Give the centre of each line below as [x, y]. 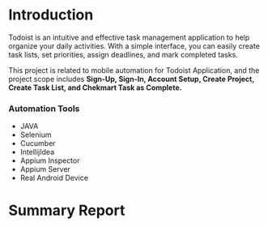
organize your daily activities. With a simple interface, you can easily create [134, 45]
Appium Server [45, 169]
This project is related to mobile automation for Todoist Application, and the [134, 70]
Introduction [51, 15]
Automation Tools [44, 109]
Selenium [36, 135]
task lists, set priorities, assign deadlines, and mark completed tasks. [123, 54]
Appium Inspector [50, 161]
